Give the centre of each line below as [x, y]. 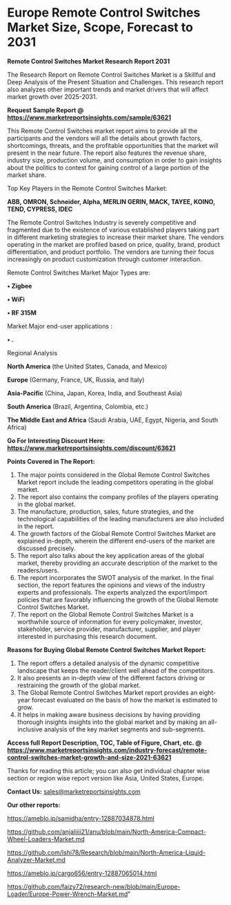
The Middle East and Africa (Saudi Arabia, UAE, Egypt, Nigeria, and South [113, 420]
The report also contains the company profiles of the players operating [118, 496]
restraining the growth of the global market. [79, 685]
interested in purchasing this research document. [87, 636]
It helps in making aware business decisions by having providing [109, 714]
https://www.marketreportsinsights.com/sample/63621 [89, 117]
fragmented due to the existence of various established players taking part [113, 230]
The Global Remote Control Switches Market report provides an [107, 692]
